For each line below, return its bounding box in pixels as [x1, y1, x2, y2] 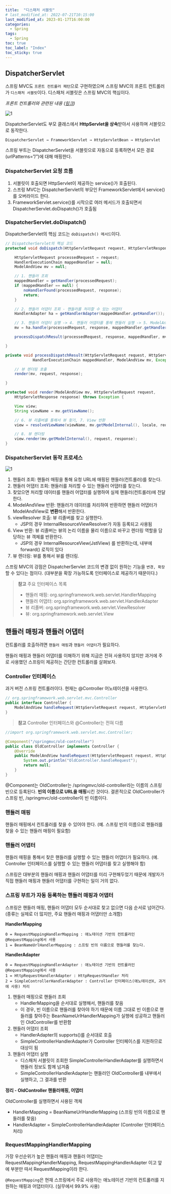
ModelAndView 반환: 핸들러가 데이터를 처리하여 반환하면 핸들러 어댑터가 [12, 502, 158, 508]
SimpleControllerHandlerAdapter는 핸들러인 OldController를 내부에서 [20, 1070, 162, 1076]
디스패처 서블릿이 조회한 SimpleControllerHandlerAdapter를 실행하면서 [20, 1057, 164, 1063]
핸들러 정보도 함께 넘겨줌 [20, 1064, 70, 1070]
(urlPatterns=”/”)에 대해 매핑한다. [5, 153, 72, 160]
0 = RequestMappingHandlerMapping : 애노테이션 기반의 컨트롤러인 [5, 932, 135, 937]
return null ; [23, 763, 51, 768]
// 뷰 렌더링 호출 [14, 366, 47, 372]
